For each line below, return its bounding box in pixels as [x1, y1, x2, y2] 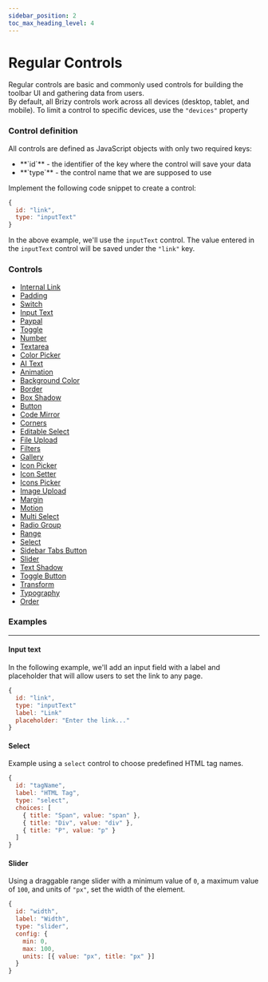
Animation [19, 367, 53, 377]
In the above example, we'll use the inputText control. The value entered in [8, 235, 255, 245]
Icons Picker [19, 477, 61, 487]
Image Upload [19, 485, 66, 496]
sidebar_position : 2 [8, 11, 77, 20]
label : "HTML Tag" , [15, 789, 81, 797]
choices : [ [15, 804, 52, 812]
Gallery [19, 452, 44, 461]
